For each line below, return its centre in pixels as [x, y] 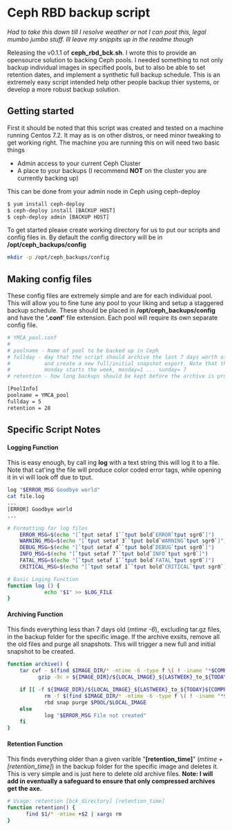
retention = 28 [29, 408]
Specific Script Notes [54, 430]
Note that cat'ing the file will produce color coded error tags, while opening [114, 470]
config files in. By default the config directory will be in [85, 237]
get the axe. [25, 788]
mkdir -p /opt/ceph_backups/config [58, 257]
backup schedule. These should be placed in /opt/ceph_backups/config [112, 311]
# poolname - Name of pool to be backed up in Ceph [83, 351]
